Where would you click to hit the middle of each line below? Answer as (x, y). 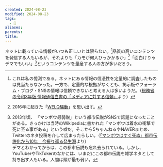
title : (12, 37)
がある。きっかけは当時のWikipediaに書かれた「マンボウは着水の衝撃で (83, 123)
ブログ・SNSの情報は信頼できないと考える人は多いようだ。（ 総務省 (88, 91)
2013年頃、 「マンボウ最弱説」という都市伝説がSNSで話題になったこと (83, 117)
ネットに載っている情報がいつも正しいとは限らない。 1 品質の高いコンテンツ (80, 50)
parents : (14, 32)
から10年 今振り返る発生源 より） (55, 141)
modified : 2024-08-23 (27, 14)
